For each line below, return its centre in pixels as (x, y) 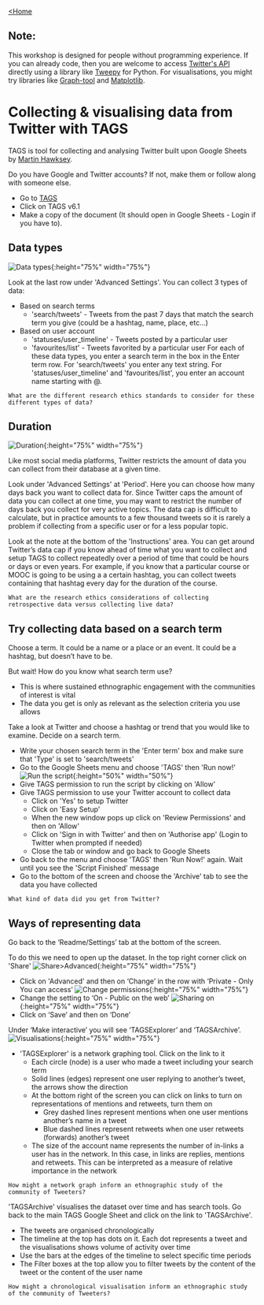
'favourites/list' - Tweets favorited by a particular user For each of (138, 348)
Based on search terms (57, 306)
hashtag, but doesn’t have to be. (60, 656)
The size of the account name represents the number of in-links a (137, 1145)
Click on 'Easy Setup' (66, 809)
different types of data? (50, 402)
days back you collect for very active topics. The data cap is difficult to (123, 509)
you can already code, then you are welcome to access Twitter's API (119, 63)
